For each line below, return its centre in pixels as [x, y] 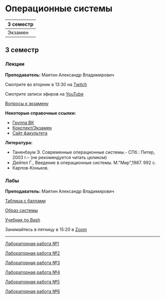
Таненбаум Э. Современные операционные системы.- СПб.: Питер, [83, 152]
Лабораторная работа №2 [33, 253]
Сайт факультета [30, 133]
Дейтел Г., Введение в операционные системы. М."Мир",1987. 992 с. [84, 163]
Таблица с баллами [25, 200]
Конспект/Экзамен [32, 128]
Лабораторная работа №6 [33, 291]
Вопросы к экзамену [27, 103]
